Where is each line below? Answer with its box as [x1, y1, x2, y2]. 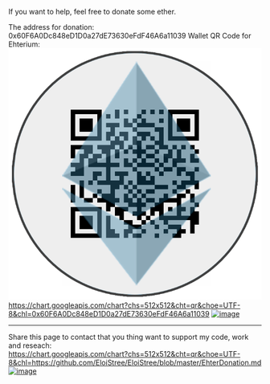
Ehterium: [8, 39, 40, 49]
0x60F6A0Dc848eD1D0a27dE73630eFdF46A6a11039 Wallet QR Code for [8, 31, 252, 40]
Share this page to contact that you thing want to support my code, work [8, 332, 249, 341]
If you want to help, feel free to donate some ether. [8, 7, 177, 16]
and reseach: [8, 341, 52, 350]
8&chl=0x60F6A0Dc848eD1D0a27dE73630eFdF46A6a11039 [8, 308, 211, 318]
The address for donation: [8, 22, 95, 31]
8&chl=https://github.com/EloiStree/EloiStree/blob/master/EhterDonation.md [8, 357, 262, 367]
